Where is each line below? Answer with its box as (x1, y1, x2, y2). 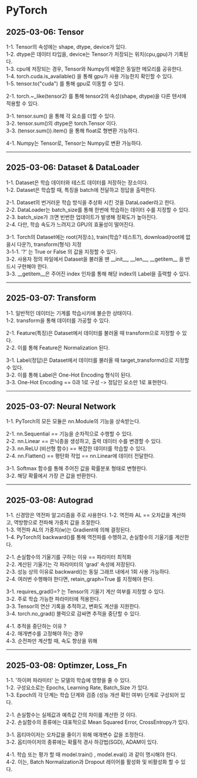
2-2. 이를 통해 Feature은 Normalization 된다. (6, 344, 110, 351)
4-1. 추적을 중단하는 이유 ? (6, 623, 67, 630)
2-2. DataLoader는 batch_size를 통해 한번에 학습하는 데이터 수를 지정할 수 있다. (6, 206, 190, 213)
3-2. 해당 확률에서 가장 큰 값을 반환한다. (6, 472, 98, 480)
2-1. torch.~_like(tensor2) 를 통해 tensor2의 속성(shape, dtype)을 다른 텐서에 (6, 92, 186, 99)
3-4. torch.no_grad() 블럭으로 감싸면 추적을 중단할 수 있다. (6, 610, 141, 617)
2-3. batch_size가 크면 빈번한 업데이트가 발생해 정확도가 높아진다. (6, 213, 158, 221)
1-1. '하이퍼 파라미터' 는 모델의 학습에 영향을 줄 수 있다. (6, 677, 131, 684)
